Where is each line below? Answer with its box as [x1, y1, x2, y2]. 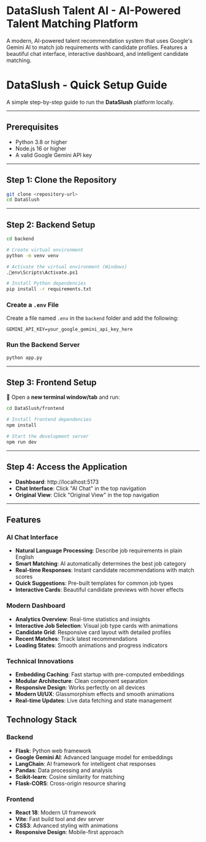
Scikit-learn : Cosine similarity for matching [15, 773, 124, 780]
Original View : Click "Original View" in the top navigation [15, 491, 159, 498]
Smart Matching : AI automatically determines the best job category [15, 560, 186, 568]
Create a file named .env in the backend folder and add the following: [6, 314, 179, 322]
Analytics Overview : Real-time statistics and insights [15, 615, 150, 623]
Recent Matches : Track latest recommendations [15, 635, 138, 642]
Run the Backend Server [6, 341, 80, 349]
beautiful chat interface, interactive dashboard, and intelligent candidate [6, 50, 189, 57]
